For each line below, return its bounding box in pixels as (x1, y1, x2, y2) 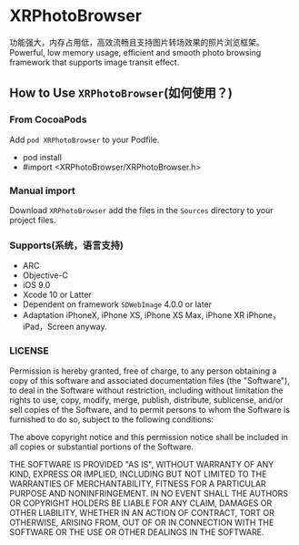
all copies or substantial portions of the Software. (9, 441, 194, 452)
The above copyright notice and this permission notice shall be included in (9, 431, 288, 442)
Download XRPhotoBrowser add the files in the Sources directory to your (9, 204, 274, 215)
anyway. (75, 321, 107, 333)
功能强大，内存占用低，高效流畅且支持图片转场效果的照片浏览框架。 (9, 36, 264, 47)
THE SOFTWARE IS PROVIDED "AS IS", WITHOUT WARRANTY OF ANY (9, 458, 274, 469)
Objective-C (22, 270, 69, 281)
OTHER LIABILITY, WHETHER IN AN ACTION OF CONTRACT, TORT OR (9, 507, 274, 518)
